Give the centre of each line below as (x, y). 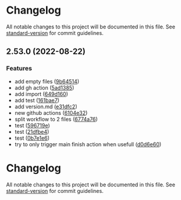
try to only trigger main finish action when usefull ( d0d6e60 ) (88, 144)
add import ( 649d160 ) (41, 94)
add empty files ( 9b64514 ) (47, 81)
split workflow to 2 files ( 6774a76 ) (56, 119)
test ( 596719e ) (32, 125)
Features (19, 69)
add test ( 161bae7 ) (37, 100)
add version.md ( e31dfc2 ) (46, 107)
